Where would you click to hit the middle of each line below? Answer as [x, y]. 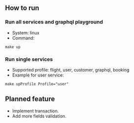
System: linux [26, 33]
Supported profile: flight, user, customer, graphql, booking [71, 70]
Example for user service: [38, 75]
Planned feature [30, 99]
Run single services [29, 59]
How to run [22, 8]
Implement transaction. [35, 111]
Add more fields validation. [39, 116]
